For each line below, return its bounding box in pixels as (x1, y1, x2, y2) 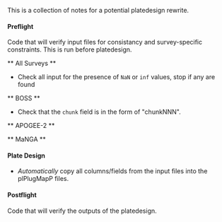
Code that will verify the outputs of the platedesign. (7, 206, 157, 215)
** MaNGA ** (7, 135, 46, 144)
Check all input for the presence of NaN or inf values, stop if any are (17, 73, 216, 81)
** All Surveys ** (7, 59, 57, 68)
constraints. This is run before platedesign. (7, 45, 132, 54)
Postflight (7, 191, 37, 199)
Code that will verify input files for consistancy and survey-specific (7, 38, 203, 47)
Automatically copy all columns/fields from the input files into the (17, 167, 208, 175)
